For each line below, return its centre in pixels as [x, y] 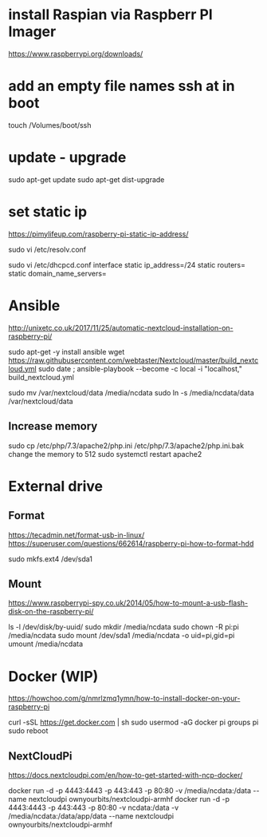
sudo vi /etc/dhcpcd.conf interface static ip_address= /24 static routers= [127, 264]
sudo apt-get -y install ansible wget [67, 351]
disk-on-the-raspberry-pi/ [51, 612]
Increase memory [53, 426]
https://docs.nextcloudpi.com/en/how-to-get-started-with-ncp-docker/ [126, 776]
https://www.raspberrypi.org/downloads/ [76, 54]
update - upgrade [67, 158]
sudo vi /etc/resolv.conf [47, 249]
